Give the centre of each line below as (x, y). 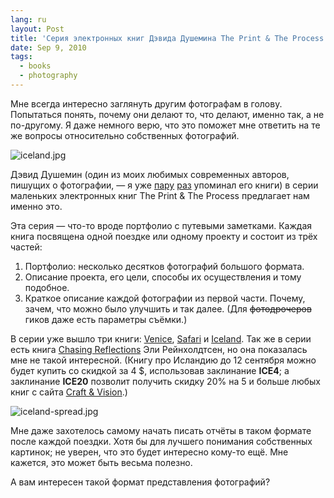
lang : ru (28, 19)
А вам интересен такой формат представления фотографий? (140, 482)
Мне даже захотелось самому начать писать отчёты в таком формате (161, 430)
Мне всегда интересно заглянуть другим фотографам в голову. (146, 103)
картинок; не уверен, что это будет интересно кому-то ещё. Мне (149, 452)
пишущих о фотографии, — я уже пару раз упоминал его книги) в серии (164, 185)
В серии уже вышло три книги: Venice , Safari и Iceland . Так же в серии (161, 338)
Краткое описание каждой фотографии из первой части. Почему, (165, 298)
